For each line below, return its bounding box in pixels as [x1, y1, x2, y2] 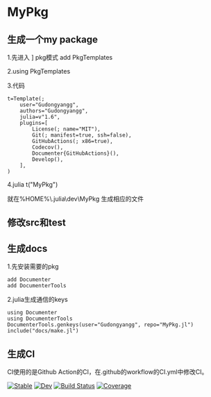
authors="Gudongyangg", [19, 108, 89, 115]
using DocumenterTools [7, 315, 73, 323]
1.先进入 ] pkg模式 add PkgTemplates [7, 53, 113, 61]
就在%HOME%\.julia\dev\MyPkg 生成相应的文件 [7, 195, 144, 203]
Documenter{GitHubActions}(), [32, 150, 119, 157]
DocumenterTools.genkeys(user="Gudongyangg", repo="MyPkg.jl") [7, 321, 194, 328]
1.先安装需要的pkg [7, 262, 59, 271]
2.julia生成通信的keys [7, 296, 68, 304]
